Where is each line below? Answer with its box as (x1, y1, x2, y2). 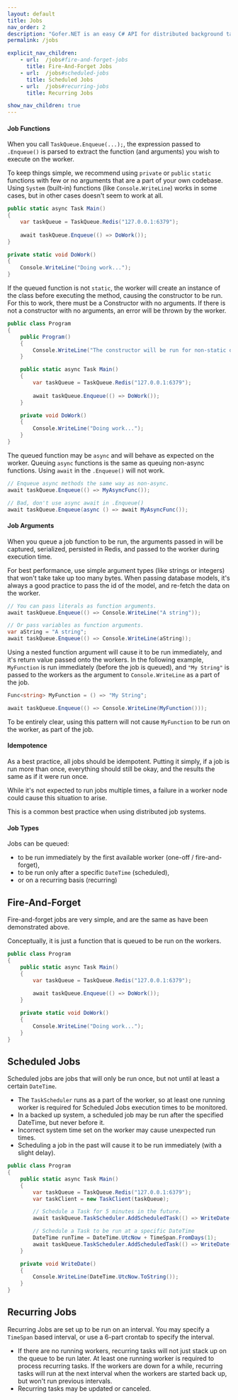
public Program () (20, 333, 72, 340)
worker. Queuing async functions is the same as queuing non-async (7, 458, 205, 467)
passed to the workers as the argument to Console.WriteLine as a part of (7, 671, 220, 679)
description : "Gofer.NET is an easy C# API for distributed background (7, 30, 223, 38)
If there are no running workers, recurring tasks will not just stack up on (17, 1346, 227, 1355)
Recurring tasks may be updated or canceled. (17, 1384, 152, 1393)
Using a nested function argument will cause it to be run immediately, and (7, 648, 222, 657)
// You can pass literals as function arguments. (7, 602, 157, 610)
